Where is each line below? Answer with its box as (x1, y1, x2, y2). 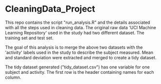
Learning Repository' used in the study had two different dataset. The (5, 30, 144, 35)
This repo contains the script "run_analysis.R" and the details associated (5, 19, 150, 25)
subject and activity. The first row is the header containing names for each (5, 69, 154, 75)
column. (5, 74, 21, 80)
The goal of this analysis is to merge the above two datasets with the (5, 44, 143, 50)
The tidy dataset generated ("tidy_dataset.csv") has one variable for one (5, 64, 150, 70)
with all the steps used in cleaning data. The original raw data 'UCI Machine (5, 24, 157, 30)
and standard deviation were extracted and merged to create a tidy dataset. (5, 54, 157, 60)
